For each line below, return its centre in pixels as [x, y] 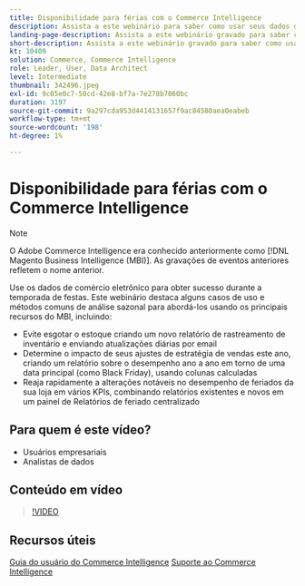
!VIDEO [45, 512]
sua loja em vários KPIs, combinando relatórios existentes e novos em [153, 392]
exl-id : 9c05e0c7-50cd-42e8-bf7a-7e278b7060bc [99, 93]
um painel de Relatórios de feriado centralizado [111, 401]
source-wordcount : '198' [56, 128]
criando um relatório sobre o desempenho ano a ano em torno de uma [154, 363]
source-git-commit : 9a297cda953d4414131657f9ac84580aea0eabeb [129, 111]
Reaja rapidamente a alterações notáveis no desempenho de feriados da [158, 382]
